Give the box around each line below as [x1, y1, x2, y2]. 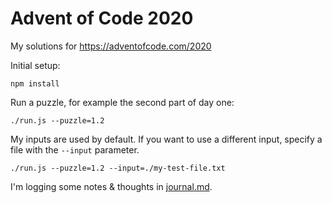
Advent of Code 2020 [10, 7, 194, 30]
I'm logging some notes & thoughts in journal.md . [10, 180, 213, 192]
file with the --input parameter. [10, 143, 140, 156]
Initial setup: [10, 59, 61, 71]
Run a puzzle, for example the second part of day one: [10, 96, 235, 108]
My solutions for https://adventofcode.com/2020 [10, 40, 212, 52]
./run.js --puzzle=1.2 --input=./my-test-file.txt [10, 163, 226, 173]
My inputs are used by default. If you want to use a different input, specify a [10, 133, 323, 145]
